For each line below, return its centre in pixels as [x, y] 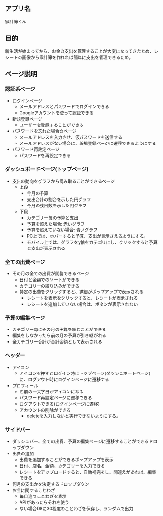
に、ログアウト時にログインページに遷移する [64, 379]
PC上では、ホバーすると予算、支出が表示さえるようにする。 [87, 236]
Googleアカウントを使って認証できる [56, 113]
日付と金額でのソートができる [49, 279]
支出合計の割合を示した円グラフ [59, 199]
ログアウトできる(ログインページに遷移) [60, 404]
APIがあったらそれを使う [44, 502]
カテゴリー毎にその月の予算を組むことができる [59, 330]
